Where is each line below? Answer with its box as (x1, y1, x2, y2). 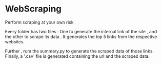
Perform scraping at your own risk (5, 19, 74, 25)
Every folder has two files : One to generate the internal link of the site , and (5, 28, 157, 34)
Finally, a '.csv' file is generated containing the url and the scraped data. (5, 53, 150, 59)
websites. (5, 38, 24, 44)
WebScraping (5, 3, 62, 14)
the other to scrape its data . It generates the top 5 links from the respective (5, 34, 157, 39)
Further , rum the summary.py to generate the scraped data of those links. (5, 48, 154, 54)
